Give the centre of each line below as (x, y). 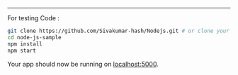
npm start (22, 50)
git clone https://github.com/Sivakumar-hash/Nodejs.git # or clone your (119, 31)
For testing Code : (34, 18)
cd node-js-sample (34, 37)
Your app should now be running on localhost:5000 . (83, 64)
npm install (25, 44)
